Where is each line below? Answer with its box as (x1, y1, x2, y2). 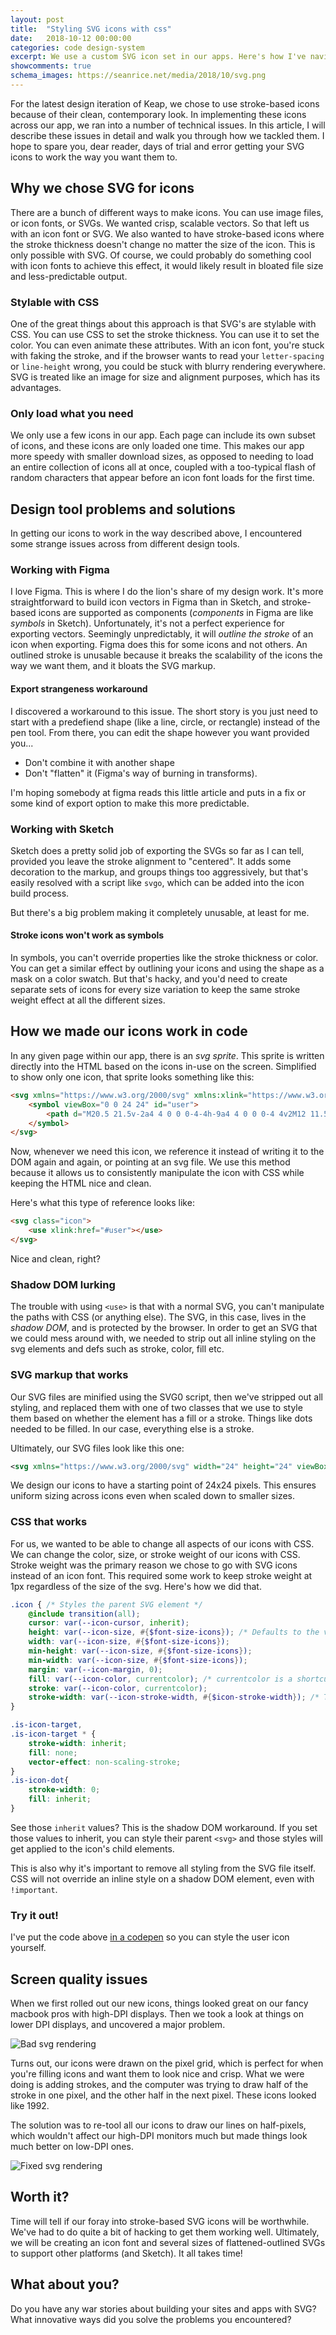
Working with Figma (10, 563, 110, 577)
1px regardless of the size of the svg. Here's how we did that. (10, 1580, 262, 1592)
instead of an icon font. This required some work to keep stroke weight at (10, 1569, 313, 1581)
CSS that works (10, 1515, 88, 1529)
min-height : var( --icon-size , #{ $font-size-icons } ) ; (28, 1646, 253, 1656)
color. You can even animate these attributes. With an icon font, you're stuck (10, 339, 325, 351)
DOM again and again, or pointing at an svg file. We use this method (10, 1156, 291, 1168)
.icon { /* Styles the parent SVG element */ (10, 1599, 203, 1610)
